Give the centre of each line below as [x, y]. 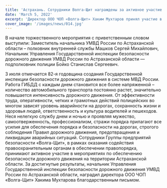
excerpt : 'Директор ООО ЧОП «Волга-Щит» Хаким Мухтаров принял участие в [84, 19]
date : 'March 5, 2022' [29, 14]
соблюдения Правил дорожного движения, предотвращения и [72, 132]
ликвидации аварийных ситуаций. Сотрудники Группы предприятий [78, 138]
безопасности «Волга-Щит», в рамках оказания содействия [69, 143]
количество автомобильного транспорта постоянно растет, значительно [83, 90]
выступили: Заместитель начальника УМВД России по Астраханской [79, 43]
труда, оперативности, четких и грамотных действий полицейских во [80, 101]
